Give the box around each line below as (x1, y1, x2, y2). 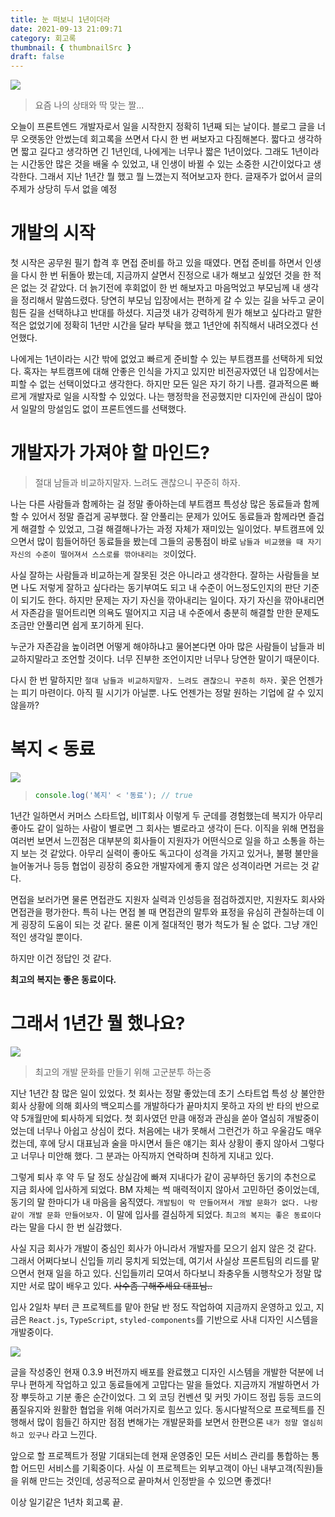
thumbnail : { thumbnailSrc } (10, 42, 132, 53)
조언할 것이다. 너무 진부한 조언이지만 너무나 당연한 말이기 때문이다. (61, 653, 320, 665)
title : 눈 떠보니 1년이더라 (10, 14, 111, 25)
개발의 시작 (10, 222, 96, 245)
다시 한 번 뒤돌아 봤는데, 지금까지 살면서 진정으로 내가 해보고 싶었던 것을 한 (20, 269, 312, 281)
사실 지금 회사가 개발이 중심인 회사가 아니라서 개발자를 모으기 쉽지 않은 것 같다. (10, 1242, 317, 1254)
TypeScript (69, 1315, 115, 1325)
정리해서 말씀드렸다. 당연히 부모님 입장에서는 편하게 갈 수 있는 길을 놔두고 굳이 (20, 294, 325, 306)
